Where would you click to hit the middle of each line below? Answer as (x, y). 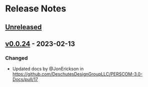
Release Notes (36, 9)
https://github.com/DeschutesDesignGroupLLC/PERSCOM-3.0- (77, 74)
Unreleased (24, 27)
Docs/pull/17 (25, 80)
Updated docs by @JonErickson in (48, 69)
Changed (17, 58)
